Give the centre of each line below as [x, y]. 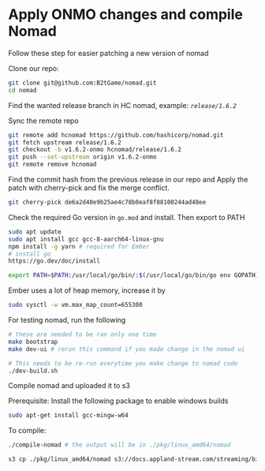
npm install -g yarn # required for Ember [79, 246]
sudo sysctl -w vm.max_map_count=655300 [76, 305]
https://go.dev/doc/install [54, 261]
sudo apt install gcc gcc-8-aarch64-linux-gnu [86, 239]
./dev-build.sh [33, 371]
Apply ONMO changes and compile [125, 15]
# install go [30, 254]
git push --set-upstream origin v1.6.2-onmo [82, 157]
